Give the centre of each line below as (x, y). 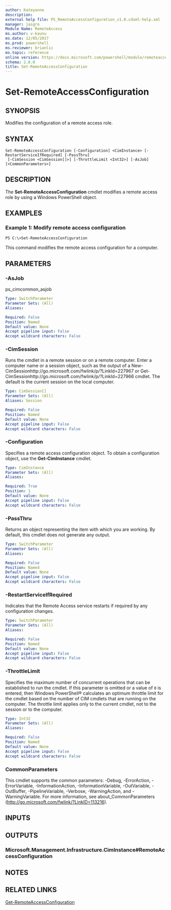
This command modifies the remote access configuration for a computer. (82, 248)
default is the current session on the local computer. (60, 382)
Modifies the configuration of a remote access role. (59, 123)
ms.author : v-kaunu (26, 34)
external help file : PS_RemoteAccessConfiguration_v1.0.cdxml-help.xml (83, 19)
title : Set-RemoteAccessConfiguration (46, 67)
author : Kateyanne (25, 10)
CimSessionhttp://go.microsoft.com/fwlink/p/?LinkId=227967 (69, 371)
